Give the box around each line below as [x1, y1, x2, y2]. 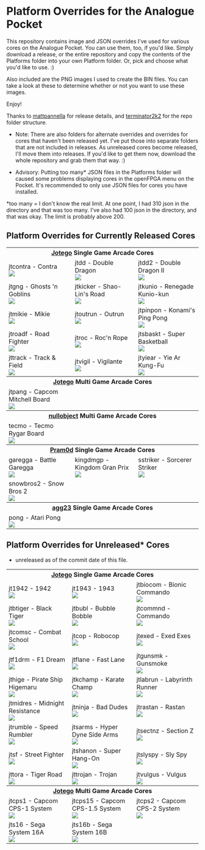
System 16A [9, 828, 45, 837]
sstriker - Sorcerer [138, 455, 192, 464]
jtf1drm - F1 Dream [9, 655, 65, 664]
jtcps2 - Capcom [136, 796, 186, 805]
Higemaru [9, 683, 37, 691]
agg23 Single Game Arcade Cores [51, 503, 154, 512]
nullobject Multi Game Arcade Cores [48, 412, 157, 420]
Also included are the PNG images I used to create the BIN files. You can [6, 75, 189, 83]
